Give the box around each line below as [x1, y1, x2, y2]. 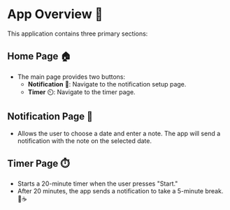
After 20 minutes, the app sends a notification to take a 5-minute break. [17, 187, 224, 195]
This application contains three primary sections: [7, 29, 148, 38]
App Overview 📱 [7, 6, 103, 22]
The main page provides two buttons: [17, 73, 126, 81]
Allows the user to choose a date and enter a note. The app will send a [17, 129, 221, 137]
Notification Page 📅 [7, 111, 93, 123]
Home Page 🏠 [7, 50, 71, 62]
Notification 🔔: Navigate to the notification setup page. [27, 80, 187, 88]
